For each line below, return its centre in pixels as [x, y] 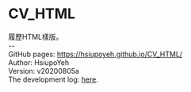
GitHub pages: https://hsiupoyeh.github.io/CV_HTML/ [95, 54]
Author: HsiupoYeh [39, 62]
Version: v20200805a [44, 71]
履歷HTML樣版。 [36, 36]
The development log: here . [53, 79]
